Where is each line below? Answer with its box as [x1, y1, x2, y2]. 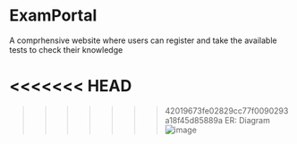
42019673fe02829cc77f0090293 [165, 105, 289, 116]
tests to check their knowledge [9, 44, 123, 55]
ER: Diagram [225, 114, 270, 125]
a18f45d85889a [165, 114, 224, 125]
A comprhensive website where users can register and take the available [9, 35, 277, 46]
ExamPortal [9, 5, 98, 26]
